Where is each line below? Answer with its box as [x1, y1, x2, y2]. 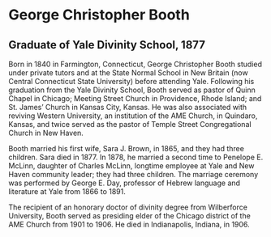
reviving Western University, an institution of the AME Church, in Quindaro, [8, 111, 258, 121]
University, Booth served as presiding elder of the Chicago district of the [8, 211, 252, 220]
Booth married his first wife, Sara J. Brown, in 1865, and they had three [8, 144, 245, 153]
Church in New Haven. [8, 128, 84, 138]
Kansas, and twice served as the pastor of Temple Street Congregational [8, 120, 252, 129]
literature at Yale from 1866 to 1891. [8, 187, 126, 196]
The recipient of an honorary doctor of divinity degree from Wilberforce [8, 202, 247, 212]
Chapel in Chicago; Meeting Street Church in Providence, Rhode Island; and [8, 94, 262, 103]
